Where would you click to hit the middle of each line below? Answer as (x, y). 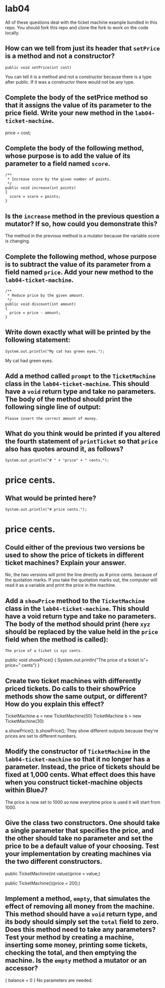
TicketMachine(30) (24, 721)
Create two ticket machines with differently (73, 681)
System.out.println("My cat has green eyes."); (55, 351)
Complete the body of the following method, (75, 148)
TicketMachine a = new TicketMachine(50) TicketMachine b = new (73, 716)
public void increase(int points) (41, 188)
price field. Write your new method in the (69, 113)
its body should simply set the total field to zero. (82, 922)
